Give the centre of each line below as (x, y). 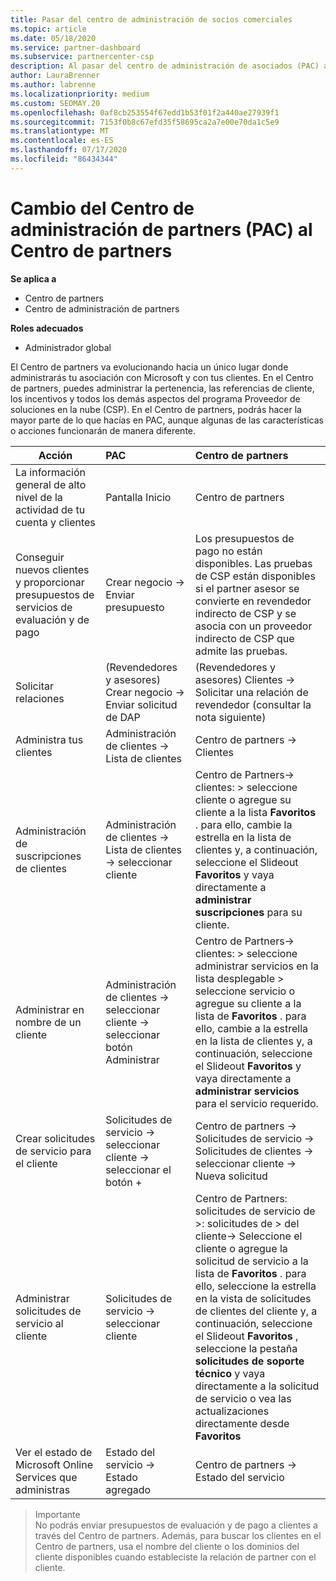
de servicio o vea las (243, 1398)
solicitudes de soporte (249, 1361)
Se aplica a (33, 278)
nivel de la (39, 497)
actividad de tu (50, 509)
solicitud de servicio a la (251, 1261)
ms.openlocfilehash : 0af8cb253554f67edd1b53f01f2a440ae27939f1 (145, 112)
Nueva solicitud (231, 1176)
